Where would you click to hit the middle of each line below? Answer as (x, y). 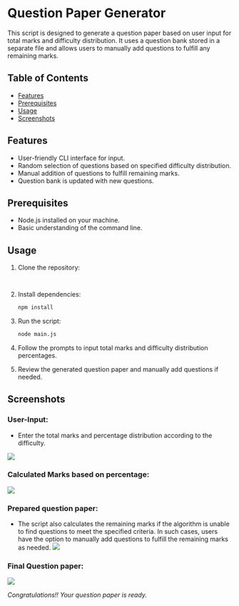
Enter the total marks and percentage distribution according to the (115, 435)
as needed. (34, 547)
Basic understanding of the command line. (80, 228)
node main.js (37, 334)
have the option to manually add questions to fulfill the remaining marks (123, 539)
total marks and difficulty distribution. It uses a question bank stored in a (114, 40)
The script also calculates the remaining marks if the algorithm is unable (123, 524)
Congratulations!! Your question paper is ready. (77, 595)
